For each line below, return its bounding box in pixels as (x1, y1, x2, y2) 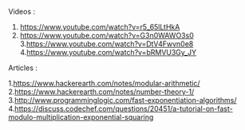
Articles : (8, 63, 38, 73)
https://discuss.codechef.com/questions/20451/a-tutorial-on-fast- (14, 104, 233, 113)
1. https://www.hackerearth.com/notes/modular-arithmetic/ (8, 79, 201, 88)
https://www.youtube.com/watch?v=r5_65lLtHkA (19, 22, 180, 31)
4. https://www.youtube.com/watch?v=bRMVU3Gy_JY (19, 48, 197, 57)
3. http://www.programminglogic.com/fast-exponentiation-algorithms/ (8, 96, 237, 104)
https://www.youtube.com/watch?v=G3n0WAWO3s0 (19, 31, 194, 40)
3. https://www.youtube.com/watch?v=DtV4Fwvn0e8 (19, 39, 194, 49)
